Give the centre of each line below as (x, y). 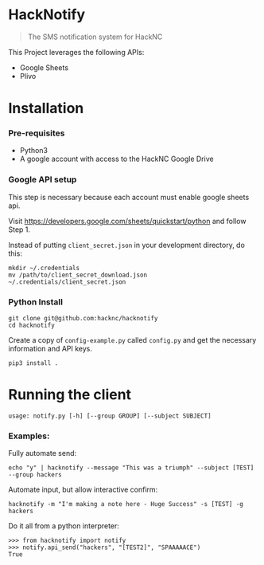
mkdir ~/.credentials (44, 268)
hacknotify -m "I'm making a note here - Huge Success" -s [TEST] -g (126, 504)
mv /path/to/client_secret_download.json (78, 275)
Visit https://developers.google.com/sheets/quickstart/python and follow (127, 221)
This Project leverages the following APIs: (76, 52)
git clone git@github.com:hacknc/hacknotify (83, 319)
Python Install (36, 302)
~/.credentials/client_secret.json (67, 282)
